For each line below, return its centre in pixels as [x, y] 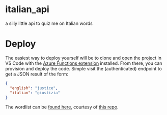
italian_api [27, 9]
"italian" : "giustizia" [35, 93]
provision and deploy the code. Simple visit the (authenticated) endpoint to [83, 68]
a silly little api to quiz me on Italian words [49, 23]
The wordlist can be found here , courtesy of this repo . [62, 107]
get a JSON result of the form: [37, 74]
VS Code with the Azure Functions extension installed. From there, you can [84, 63]
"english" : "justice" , [34, 88]
